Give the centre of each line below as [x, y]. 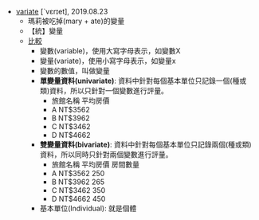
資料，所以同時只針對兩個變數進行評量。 [106, 154]
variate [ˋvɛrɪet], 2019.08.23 [62, 12]
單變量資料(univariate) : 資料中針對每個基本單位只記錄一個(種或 [143, 81]
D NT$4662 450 [78, 199]
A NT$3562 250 [78, 173]
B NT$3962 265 [78, 182]
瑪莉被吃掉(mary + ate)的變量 [76, 21]
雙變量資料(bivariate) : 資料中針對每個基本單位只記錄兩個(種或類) [146, 144]
